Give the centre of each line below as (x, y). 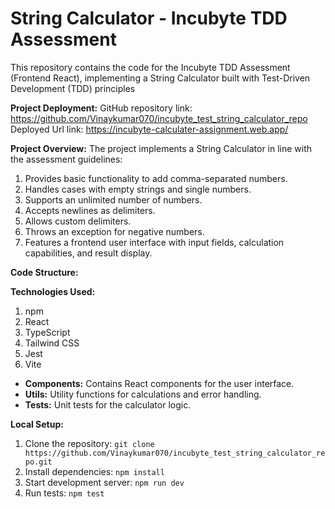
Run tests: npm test (64, 493)
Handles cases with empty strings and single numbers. (138, 189)
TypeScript (47, 332)
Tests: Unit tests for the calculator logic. (108, 404)
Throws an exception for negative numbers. (114, 231)
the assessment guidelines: (66, 159)
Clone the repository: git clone (89, 443)
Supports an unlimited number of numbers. (113, 199)
